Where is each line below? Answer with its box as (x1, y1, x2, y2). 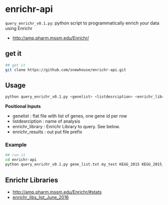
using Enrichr (5, 25, 32, 31)
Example (5, 141, 27, 148)
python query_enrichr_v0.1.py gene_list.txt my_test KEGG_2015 (5, 162, 140, 167)
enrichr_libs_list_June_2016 (12, 194, 69, 200)
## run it (5, 153, 26, 158)
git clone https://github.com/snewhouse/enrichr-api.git (5, 67, 126, 72)
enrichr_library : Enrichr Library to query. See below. (12, 124, 120, 130)
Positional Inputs (5, 103, 41, 109)
